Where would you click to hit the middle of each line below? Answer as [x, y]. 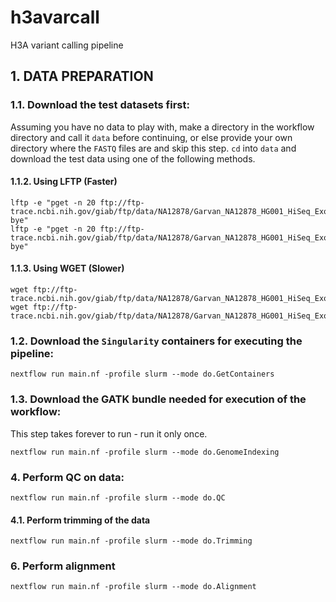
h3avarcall [55, 17]
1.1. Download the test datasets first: [100, 105]
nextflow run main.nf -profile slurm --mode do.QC [118, 497]
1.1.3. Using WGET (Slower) [67, 268]
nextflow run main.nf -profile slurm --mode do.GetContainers [142, 374]
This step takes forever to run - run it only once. [109, 433]
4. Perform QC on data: [67, 477]
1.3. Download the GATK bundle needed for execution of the [158, 399]
